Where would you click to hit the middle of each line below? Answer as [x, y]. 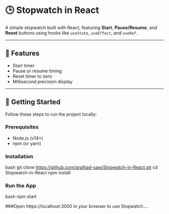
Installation [19, 156]
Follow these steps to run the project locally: [51, 114]
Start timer [23, 65]
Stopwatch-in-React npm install [38, 173]
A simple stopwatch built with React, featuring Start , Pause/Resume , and [81, 27]
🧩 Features [22, 54]
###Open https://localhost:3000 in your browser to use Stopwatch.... [77, 206]
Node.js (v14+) [28, 138]
